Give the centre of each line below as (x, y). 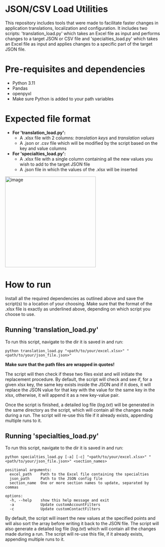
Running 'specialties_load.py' (52, 436)
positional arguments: (28, 470)
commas (12, 487)
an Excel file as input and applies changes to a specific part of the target (79, 44)
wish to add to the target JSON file (55, 164)
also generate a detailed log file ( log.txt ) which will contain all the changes (81, 529)
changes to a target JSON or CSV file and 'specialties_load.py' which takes (82, 39)
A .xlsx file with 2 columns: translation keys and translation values (87, 138)
